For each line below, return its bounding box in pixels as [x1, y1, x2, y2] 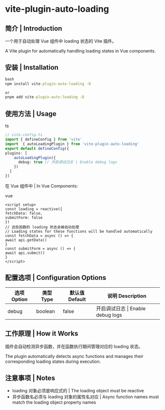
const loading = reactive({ [5, 206, 63, 212]
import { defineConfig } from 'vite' [5, 137, 82, 142]
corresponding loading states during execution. [5, 358, 101, 364]
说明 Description [107, 292, 146, 299]
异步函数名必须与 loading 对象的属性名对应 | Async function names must [12, 394, 159, 400]
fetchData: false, [5, 211, 43, 216]
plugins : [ [5, 151, 27, 156]
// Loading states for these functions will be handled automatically [5, 229, 153, 234]
